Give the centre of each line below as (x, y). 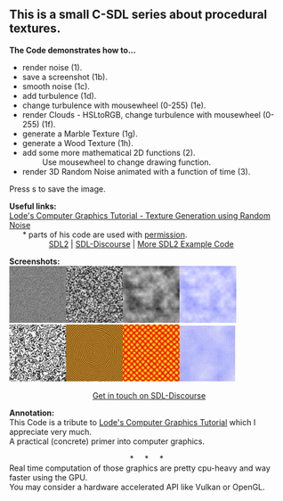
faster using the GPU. (49, 477)
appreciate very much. (50, 431)
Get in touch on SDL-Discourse (149, 395)
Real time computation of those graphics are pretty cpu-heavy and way (140, 468)
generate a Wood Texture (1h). (77, 143)
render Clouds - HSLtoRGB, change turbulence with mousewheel (141, 114)
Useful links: (33, 206)
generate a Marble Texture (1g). (80, 134)
